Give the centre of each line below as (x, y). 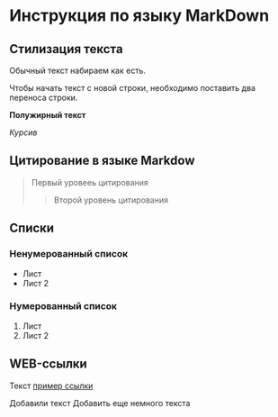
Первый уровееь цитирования (90, 182)
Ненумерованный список (69, 254)
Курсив (23, 132)
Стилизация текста (66, 49)
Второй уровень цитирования (111, 200)
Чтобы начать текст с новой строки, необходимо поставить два (133, 88)
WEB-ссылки (48, 364)
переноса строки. (44, 97)
